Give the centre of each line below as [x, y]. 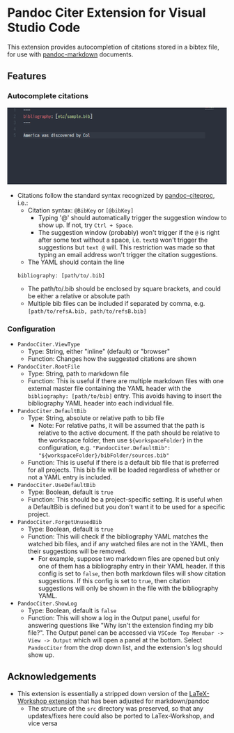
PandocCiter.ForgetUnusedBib [60, 523]
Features [27, 76]
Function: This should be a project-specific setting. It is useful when [125, 500]
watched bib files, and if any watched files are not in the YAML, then [126, 544]
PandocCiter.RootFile [48, 367]
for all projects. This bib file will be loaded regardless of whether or [124, 470]
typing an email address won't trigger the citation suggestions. [128, 254]
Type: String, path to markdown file [78, 373]
